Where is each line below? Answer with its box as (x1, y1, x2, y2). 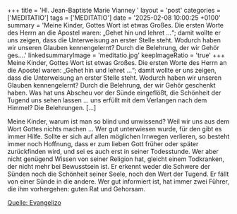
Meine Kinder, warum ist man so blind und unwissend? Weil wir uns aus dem (7, 117, 230, 126)
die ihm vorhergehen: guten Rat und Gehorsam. (7, 185, 146, 193)
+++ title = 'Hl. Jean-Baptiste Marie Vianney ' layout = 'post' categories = (7, 6, 221, 14)
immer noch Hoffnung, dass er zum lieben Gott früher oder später (7, 140, 199, 148)
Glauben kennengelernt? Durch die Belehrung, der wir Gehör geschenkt (7, 81, 216, 89)
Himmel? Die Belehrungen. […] (7, 104, 97, 112)
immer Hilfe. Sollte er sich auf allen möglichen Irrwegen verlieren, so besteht (7, 132, 230, 141)
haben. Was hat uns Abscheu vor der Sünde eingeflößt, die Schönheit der (7, 88, 221, 97)
